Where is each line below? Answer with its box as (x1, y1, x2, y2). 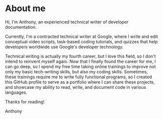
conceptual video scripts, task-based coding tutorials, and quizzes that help (5, 38, 158, 44)
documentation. (5, 24, 37, 30)
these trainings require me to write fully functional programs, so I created (5, 74, 152, 80)
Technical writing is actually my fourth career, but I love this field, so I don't (5, 53, 156, 59)
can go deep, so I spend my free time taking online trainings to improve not (5, 64, 156, 69)
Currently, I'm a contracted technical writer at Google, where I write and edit (5, 34, 158, 39)
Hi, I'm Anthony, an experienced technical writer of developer (5, 19, 129, 25)
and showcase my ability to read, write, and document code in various (5, 84, 146, 90)
